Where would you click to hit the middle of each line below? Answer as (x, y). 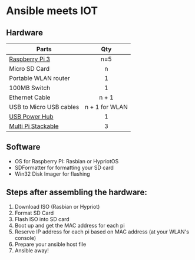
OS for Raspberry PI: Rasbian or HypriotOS (67, 161)
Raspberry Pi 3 (30, 59)
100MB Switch (30, 88)
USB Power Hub (31, 116)
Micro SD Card (29, 69)
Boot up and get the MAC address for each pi (70, 225)
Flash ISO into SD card (42, 219)
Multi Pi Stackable (34, 126)
